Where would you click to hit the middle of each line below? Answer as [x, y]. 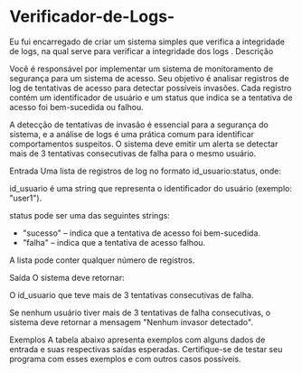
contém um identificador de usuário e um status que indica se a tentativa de [151, 98]
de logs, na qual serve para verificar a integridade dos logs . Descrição [142, 51]
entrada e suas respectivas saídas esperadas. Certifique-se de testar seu [146, 349]
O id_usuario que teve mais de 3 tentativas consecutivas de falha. [132, 294]
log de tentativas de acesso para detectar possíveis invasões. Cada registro [151, 88]
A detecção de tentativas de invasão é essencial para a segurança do [139, 125]
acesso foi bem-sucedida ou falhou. [77, 107]
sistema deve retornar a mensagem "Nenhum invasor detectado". [131, 322]
